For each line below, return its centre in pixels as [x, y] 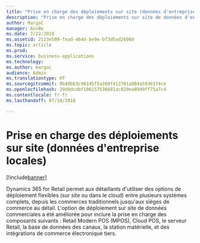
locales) [26, 160]
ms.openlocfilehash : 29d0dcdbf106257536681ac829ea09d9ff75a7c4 [86, 90]
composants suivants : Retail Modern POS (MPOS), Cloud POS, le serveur [96, 220]
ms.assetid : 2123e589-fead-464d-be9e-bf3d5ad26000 [70, 39]
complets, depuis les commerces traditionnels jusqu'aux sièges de [88, 201]
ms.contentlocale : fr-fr [37, 95]
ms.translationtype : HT [36, 78]
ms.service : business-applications [50, 56]
